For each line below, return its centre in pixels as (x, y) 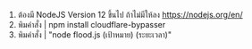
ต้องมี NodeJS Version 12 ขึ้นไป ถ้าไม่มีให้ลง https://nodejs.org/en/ (130, 15)
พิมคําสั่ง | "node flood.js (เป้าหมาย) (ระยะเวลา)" (95, 35)
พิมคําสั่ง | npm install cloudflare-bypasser (92, 24)
